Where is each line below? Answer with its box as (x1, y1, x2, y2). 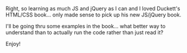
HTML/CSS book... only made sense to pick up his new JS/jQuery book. (5, 11, 182, 18)
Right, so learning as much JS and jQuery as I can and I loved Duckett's (5, 5, 180, 12)
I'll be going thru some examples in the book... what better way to (5, 23, 166, 29)
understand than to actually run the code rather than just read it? (5, 29, 164, 36)
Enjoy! (5, 41, 21, 47)
